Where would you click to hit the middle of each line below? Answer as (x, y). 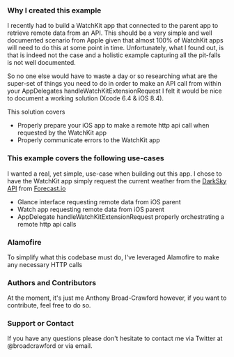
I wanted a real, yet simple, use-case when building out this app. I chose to (115, 174)
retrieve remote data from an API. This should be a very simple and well (110, 33)
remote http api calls (47, 224)
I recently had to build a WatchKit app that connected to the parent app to (113, 26)
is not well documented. (42, 63)
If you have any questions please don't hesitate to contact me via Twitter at (115, 339)
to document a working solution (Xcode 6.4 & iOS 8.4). (86, 98)
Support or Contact (41, 324)
